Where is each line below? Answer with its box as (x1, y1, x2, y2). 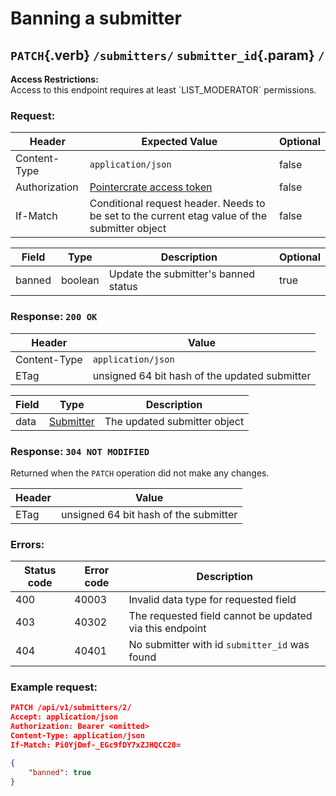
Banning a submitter (10, 7, 182, 30)
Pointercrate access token (89, 180, 213, 194)
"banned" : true (28, 767, 92, 777)
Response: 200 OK (10, 310, 98, 324)
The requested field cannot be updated (128, 609, 313, 623)
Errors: (10, 537, 45, 551)
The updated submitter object (104, 414, 245, 428)
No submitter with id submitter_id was (128, 638, 310, 652)
